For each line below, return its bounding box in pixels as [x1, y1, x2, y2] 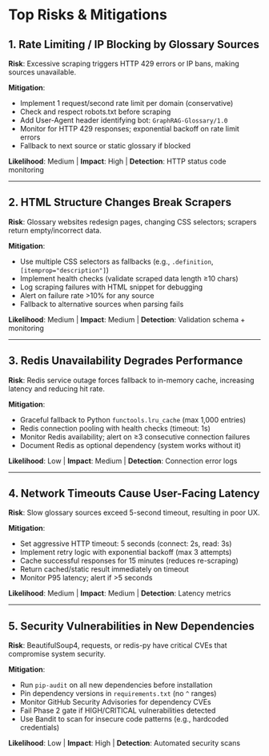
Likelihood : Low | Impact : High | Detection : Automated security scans [8, 738, 241, 748]
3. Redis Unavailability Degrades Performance [8, 354, 243, 368]
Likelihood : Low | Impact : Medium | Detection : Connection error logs [8, 455, 238, 466]
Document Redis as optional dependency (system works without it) [19, 440, 242, 450]
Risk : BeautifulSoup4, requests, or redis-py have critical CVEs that [8, 641, 227, 650]
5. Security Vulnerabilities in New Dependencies [8, 619, 255, 633]
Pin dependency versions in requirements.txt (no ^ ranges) [19, 689, 217, 698]
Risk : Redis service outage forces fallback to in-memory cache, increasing [8, 375, 255, 385]
